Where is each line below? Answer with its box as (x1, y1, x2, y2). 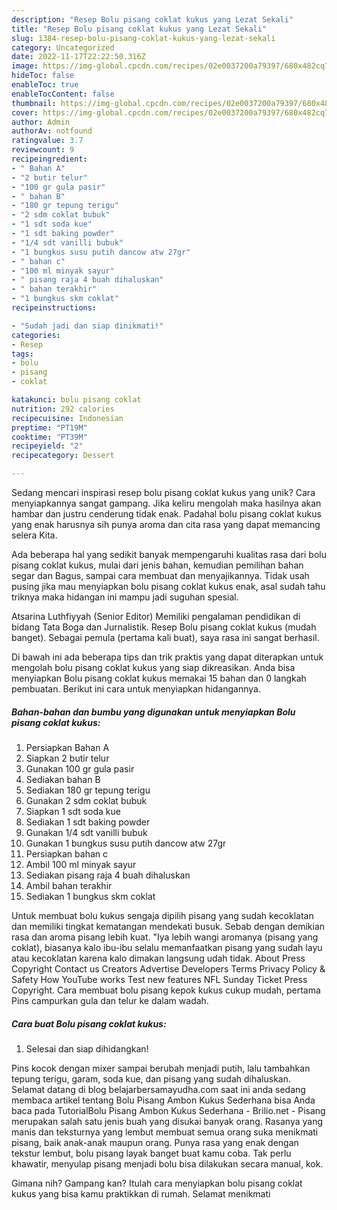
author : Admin (11, 117, 71, 127)
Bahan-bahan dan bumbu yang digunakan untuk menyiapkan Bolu (11, 706, 296, 718)
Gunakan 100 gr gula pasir (25, 762, 135, 775)
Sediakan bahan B (25, 773, 101, 785)
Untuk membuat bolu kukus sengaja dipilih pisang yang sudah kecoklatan (11, 909, 314, 921)
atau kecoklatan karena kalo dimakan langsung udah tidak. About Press (11, 952, 306, 964)
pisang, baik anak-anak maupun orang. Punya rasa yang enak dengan (11, 1136, 299, 1148)
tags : (11, 349, 34, 359)
